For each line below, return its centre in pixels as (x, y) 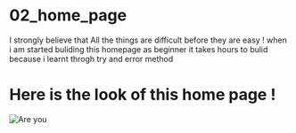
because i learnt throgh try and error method (91, 59)
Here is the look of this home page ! (143, 95)
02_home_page (68, 16)
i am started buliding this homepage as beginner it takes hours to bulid (139, 49)
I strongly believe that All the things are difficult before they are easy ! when (148, 40)
